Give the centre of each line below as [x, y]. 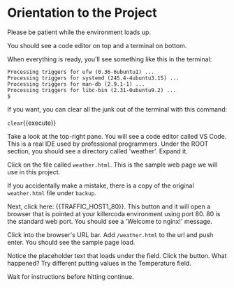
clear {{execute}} [32, 123]
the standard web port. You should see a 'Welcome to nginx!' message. [110, 221]
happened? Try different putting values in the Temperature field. [100, 263]
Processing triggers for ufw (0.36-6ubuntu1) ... [81, 72]
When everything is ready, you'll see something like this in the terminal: [110, 59]
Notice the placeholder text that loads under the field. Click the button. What [117, 255]
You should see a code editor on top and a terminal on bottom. [97, 45]
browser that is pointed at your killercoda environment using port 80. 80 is [114, 213]
